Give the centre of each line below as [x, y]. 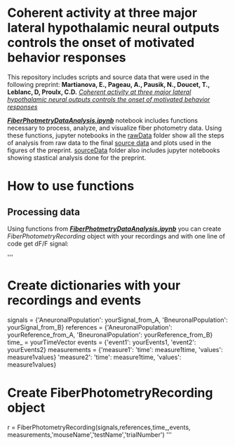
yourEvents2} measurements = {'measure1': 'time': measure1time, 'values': [115, 349]
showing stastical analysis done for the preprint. [77, 157]
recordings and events [74, 300]
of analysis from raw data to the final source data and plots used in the [109, 142]
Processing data [44, 212]
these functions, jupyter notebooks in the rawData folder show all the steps [116, 135]
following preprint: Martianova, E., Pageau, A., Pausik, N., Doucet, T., [109, 84]
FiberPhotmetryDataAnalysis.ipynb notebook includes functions [103, 120]
